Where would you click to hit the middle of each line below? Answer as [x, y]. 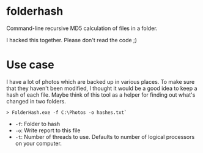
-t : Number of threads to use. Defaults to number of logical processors [105, 136]
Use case [30, 65]
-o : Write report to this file [48, 130]
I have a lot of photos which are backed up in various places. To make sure [101, 81]
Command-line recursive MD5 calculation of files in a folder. [82, 28]
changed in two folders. [36, 101]
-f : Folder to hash [38, 124]
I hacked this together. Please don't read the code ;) [72, 40]
